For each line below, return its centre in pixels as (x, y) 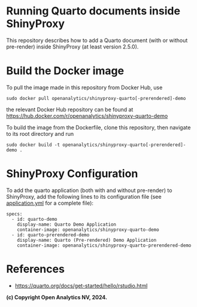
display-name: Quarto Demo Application (67, 224)
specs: (14, 214)
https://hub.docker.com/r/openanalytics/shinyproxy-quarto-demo (87, 115)
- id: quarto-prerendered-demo (51, 235)
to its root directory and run (40, 133)
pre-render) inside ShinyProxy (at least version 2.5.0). (72, 47)
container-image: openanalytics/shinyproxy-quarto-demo (88, 230)
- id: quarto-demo (35, 219)
